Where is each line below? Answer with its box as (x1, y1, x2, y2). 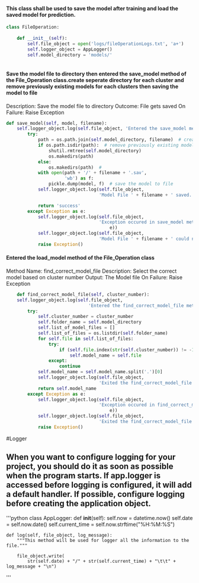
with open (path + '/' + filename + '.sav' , (37, 170, 147, 176)
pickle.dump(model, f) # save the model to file (48, 181, 174, 187)
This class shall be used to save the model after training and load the (6, 5, 179, 12)
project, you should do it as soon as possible (6, 461, 174, 472)
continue (59, 363, 81, 370)
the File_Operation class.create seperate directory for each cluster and (6, 76, 185, 83)
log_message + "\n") (6, 563, 57, 569)
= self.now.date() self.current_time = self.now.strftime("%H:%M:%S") (6, 521, 175, 528)
